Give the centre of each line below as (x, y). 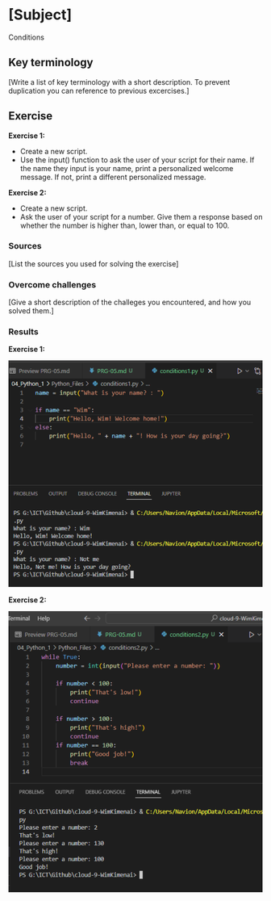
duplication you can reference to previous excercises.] (99, 90)
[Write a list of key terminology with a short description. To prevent (119, 82)
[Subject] (40, 15)
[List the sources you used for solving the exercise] (94, 263)
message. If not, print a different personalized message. (113, 177)
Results (23, 332)
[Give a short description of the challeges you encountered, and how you (130, 302)
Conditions (26, 37)
